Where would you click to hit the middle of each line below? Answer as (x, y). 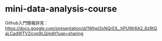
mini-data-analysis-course (61, 9)
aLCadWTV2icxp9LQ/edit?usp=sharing (44, 33)
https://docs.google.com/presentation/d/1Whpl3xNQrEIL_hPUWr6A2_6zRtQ (81, 28)
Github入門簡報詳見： (27, 23)
